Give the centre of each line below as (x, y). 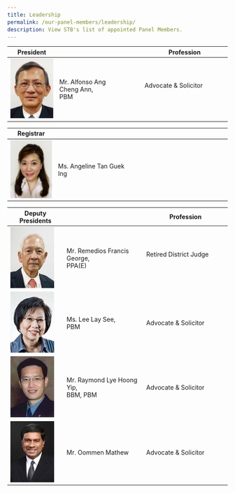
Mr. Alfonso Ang (83, 82)
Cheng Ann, (76, 89)
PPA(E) (77, 265)
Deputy (35, 213)
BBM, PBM (81, 395)
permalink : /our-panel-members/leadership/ (72, 22)
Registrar (31, 133)
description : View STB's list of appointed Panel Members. (95, 29)
